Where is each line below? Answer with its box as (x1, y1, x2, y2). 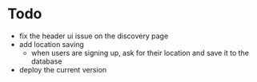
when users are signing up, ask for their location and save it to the (30, 48, 250, 57)
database (30, 57, 62, 66)
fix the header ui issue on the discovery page (18, 31, 169, 41)
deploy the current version (18, 64, 107, 74)
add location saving (18, 39, 85, 49)
